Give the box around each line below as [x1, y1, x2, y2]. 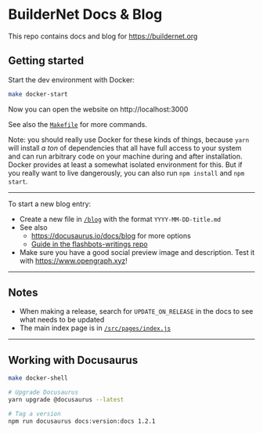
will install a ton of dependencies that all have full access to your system [8, 143, 242, 152]
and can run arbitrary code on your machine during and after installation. [8, 151, 243, 161]
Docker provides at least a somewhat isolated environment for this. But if [8, 159, 243, 169]
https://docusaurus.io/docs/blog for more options [31, 231, 192, 240]
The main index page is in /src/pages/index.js [19, 323, 171, 333]
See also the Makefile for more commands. [8, 119, 147, 129]
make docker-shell [8, 374, 68, 382]
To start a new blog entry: [8, 198, 92, 209]
